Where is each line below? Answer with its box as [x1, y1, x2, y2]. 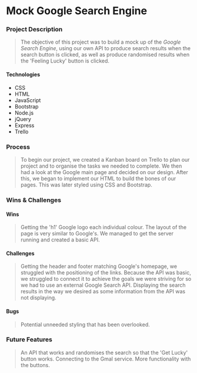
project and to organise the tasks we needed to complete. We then [20, 162, 182, 169]
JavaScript [14, 96, 41, 104]
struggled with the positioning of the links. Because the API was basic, [20, 269, 191, 276]
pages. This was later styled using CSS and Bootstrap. [20, 181, 153, 188]
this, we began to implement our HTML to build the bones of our [20, 175, 176, 182]
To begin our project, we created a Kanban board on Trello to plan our [20, 156, 190, 163]
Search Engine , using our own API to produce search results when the [20, 45, 191, 52]
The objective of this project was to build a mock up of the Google [20, 38, 181, 45]
